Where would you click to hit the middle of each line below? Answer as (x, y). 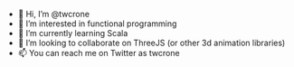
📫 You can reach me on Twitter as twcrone (99, 53)
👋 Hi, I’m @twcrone (54, 14)
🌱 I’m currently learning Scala (73, 33)
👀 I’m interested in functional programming (97, 24)
